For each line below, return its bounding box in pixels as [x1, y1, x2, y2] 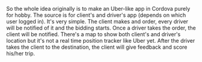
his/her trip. [6, 50, 35, 57]
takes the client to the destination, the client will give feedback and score [6, 43, 188, 51]
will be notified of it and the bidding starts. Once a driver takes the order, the [6, 24, 196, 31]
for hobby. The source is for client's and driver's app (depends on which [6, 11, 186, 19]
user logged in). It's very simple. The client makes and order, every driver [6, 18, 189, 25]
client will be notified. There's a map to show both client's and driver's [6, 31, 181, 38]
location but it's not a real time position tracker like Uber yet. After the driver [6, 37, 195, 44]
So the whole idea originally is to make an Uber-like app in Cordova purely [6, 5, 191, 12]
